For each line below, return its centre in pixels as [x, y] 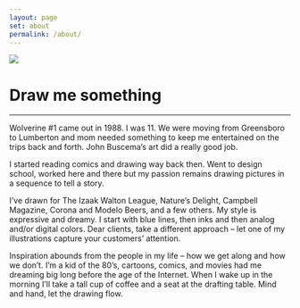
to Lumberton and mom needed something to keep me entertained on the [144, 137]
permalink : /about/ [46, 34]
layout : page [33, 17]
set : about [29, 26]
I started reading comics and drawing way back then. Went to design [136, 164]
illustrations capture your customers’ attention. [95, 238]
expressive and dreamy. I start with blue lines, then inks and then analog [142, 220]
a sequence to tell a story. [57, 183]
